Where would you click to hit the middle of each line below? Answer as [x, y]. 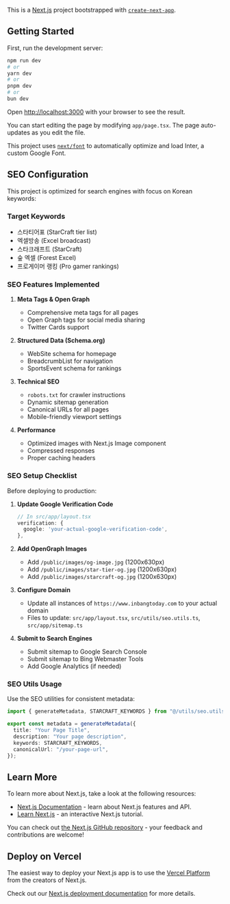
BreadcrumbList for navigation [70, 361]
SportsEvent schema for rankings [74, 368]
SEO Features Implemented [53, 284]
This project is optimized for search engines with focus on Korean [100, 191]
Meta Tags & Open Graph [53, 299]
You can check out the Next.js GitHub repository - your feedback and [105, 828]
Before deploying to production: [52, 490]
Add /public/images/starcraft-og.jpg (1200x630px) [102, 577]
